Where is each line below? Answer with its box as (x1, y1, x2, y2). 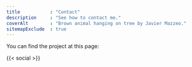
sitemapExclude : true (6, 26, 67, 32)
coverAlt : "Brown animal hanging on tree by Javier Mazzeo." (6, 20, 187, 26)
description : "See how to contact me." (6, 15, 121, 21)
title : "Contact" (6, 9, 80, 15)
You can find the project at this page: (6, 43, 99, 50)
